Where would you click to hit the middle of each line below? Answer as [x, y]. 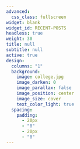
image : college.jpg [40, 77]
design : [15, 60]
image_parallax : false [44, 88]
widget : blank [23, 22]
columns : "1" [27, 66]
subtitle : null [25, 50]
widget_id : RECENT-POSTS [36, 28]
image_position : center [46, 93]
